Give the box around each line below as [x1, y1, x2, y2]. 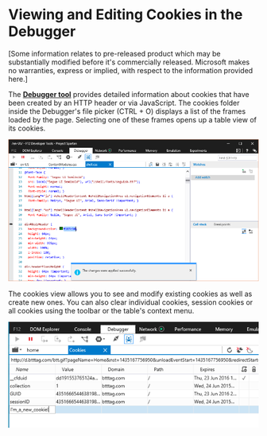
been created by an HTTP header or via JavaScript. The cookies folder [8, 98, 240, 107]
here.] [8, 74, 28, 84]
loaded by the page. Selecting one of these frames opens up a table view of [8, 115, 257, 124]
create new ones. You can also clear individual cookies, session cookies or [8, 297, 253, 307]
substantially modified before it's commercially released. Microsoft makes [8, 57, 250, 67]
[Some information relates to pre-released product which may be [8, 49, 221, 58]
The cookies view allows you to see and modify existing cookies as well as [8, 289, 253, 298]
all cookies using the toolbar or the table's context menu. [8, 306, 195, 315]
